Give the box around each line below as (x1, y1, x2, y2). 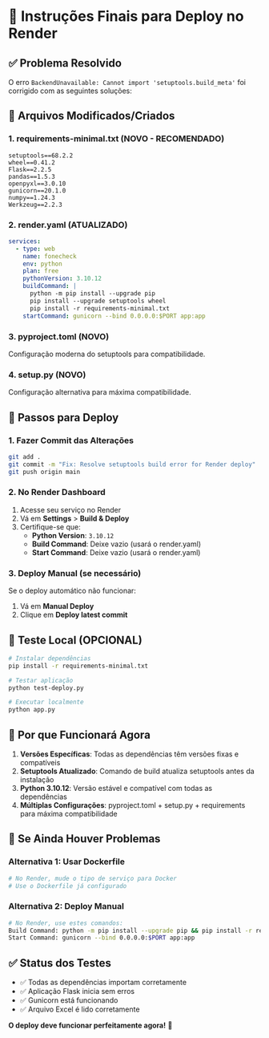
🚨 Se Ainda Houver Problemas (8, 832, 161, 845)
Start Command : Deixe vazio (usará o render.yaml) (31, 547, 201, 557)
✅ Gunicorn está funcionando (19, 995, 118, 1005)
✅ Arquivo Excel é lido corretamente (19, 1004, 140, 1014)
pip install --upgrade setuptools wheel (29, 297, 167, 305)
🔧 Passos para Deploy (8, 411, 119, 424)
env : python (22, 260, 62, 268)
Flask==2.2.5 (8, 165, 52, 173)
